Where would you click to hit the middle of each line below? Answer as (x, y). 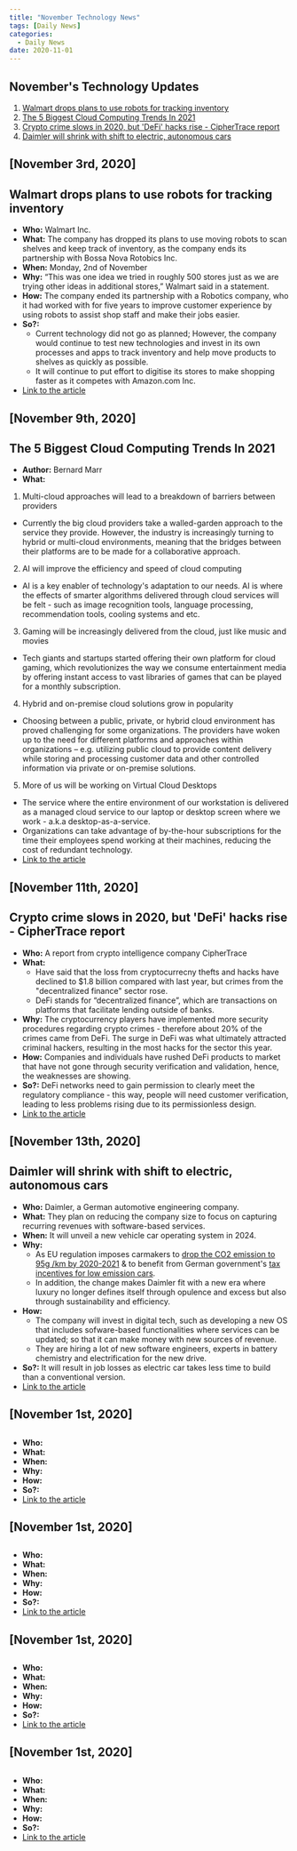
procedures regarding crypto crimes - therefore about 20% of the (142, 1029)
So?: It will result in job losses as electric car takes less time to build (146, 1367)
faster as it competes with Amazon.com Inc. (116, 381)
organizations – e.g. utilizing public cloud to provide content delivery (147, 749)
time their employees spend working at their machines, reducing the (147, 840)
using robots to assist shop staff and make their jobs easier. (131, 315)
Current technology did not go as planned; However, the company (156, 333)
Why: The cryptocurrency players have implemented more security (145, 1019)
